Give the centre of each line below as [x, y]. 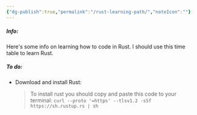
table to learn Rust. [30, 53]
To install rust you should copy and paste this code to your [103, 94]
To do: [15, 67]
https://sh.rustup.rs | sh [64, 106]
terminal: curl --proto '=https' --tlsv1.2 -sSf [91, 100]
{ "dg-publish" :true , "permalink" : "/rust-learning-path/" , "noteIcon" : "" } [98, 12]
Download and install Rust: [48, 82]
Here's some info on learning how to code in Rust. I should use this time [96, 47]
